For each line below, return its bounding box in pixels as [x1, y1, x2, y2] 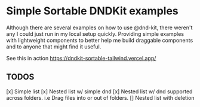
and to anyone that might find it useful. [6, 43, 101, 50]
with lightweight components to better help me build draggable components [6, 36, 193, 44]
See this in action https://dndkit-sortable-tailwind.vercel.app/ [6, 54, 156, 62]
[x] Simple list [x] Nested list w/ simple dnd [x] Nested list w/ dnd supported [6, 88, 193, 95]
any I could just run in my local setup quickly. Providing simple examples [6, 30, 184, 37]
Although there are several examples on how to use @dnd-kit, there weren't [6, 24, 193, 31]
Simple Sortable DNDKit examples [6, 4, 179, 18]
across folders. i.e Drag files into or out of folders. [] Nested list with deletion [6, 94, 195, 101]
